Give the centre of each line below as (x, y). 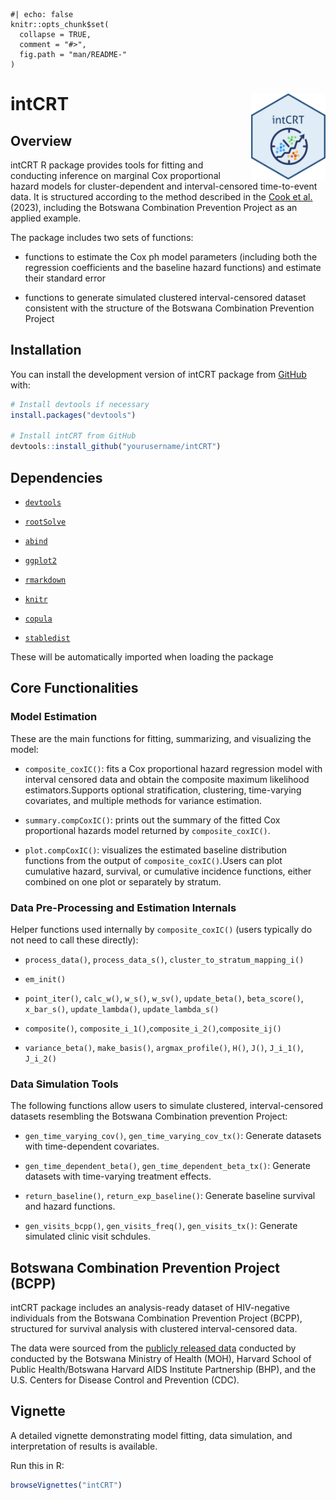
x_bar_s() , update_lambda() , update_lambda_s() (122, 1008)
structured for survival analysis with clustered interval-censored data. (154, 1329)
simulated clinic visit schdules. (87, 1236)
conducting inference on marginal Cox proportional (115, 175)
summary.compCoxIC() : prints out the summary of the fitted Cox (152, 820)
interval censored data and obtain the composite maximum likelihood (167, 779)
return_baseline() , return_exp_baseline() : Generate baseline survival (170, 1196)
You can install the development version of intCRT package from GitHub (158, 374)
